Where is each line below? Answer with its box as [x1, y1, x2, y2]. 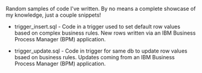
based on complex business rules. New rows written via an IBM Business [14, 29, 196, 36]
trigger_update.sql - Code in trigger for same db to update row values [14, 47, 188, 54]
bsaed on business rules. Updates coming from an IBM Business [14, 54, 175, 60]
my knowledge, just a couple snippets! [5, 11, 101, 19]
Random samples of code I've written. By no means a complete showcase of [5, 5, 196, 12]
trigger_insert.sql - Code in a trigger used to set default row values [14, 23, 180, 30]
